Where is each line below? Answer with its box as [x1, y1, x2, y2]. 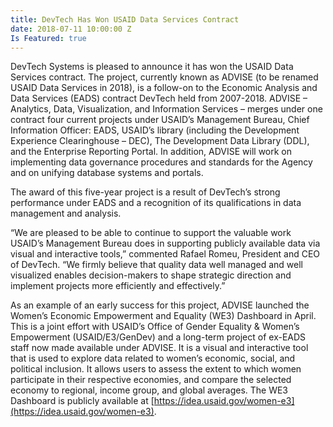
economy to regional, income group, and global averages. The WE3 [10, 384, 289, 396]
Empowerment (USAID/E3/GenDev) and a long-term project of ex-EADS [10, 331, 307, 343]
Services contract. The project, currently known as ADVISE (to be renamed [10, 71, 319, 83]
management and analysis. [10, 207, 122, 220]
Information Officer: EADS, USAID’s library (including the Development [10, 124, 300, 136]
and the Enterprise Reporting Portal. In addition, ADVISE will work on [10, 146, 293, 158]
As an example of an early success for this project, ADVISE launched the [10, 299, 310, 311]
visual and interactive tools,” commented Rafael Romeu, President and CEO [10, 248, 321, 260]
